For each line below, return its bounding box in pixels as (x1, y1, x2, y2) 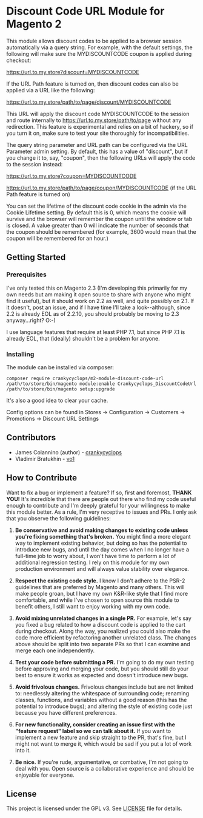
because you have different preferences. (15, 709, 117, 716)
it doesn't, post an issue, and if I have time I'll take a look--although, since (6, 304, 191, 311)
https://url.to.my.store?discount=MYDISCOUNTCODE (6, 68, 139, 75)
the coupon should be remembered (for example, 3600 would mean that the (6, 228, 196, 235)
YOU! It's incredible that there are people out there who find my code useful (6, 495, 196, 502)
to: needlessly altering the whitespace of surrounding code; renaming (15, 689, 190, 697)
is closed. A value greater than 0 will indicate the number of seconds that (6, 222, 189, 229)
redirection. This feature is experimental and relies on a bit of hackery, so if (6, 123, 194, 130)
